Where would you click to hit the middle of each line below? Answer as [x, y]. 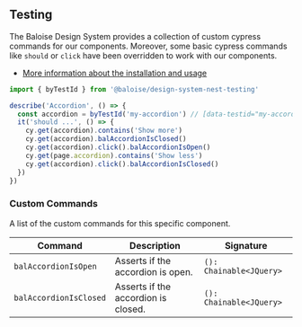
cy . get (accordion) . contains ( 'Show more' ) [104, 131]
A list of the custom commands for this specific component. [120, 223]
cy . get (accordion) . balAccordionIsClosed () [106, 139]
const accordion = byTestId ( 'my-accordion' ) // [108, 114]
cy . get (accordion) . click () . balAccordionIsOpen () [118, 147]
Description [155, 245]
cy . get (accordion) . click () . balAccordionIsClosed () [122, 164]
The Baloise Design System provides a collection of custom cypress [135, 36]
